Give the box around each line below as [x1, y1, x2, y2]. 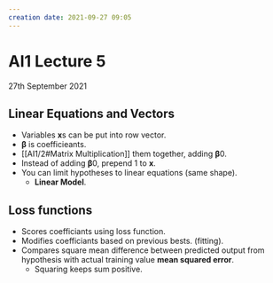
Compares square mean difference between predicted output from [20, 245, 265, 255]
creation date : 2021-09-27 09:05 [8, 12, 132, 22]
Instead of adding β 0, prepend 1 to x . [20, 158, 156, 169]
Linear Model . [34, 177, 87, 187]
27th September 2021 [8, 81, 88, 91]
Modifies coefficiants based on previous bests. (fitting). [20, 236, 224, 247]
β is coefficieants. [20, 139, 87, 150]
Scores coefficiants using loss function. [20, 226, 166, 237]
